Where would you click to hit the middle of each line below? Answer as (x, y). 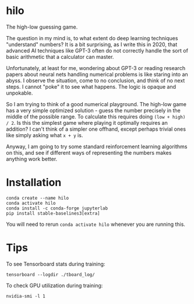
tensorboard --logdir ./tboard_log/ (50, 275)
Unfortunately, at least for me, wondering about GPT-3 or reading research (96, 68)
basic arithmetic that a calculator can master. (60, 57)
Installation (34, 183)
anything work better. (32, 159)
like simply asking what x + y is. (45, 135)
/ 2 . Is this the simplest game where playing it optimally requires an (87, 123)
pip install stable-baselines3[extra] (53, 213)
